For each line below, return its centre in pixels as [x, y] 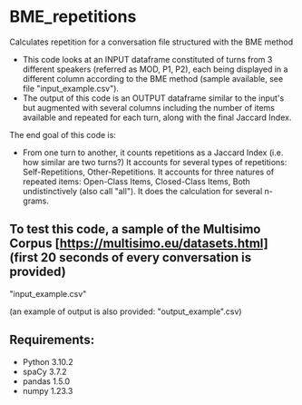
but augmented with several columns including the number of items [148, 107]
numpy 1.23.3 [48, 390]
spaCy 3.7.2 [44, 371]
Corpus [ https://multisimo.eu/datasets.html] [139, 244]
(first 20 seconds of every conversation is [131, 257]
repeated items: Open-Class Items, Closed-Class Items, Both [136, 181]
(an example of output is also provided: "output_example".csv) [126, 311]
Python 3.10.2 [48, 361]
